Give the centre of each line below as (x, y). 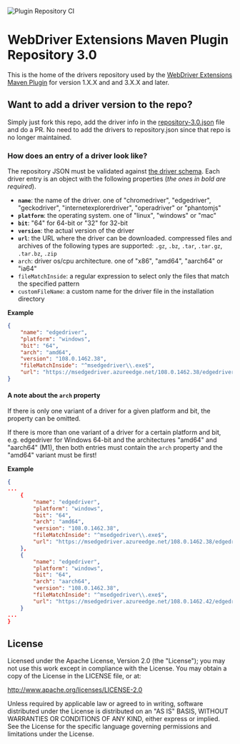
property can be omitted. (44, 418)
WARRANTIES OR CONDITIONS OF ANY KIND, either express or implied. (114, 719)
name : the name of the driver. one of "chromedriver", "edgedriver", (114, 201)
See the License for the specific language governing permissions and (110, 727)
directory (31, 299)
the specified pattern (49, 284)
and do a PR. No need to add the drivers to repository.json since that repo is (119, 129)
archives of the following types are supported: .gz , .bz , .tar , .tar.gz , (120, 246)
